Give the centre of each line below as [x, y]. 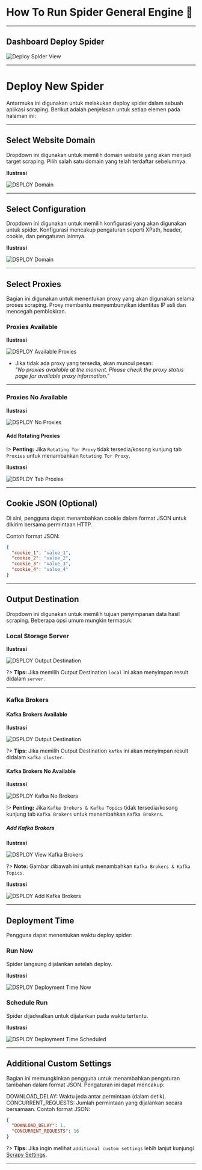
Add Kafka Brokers [30, 828]
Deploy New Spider [55, 86]
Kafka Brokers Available [37, 714]
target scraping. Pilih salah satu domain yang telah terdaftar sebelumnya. [96, 161]
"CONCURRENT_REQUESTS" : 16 [45, 1131]
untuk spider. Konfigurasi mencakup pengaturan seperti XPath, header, [94, 230]
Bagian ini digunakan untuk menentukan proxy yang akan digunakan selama [100, 299]
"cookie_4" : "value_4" [40, 570]
